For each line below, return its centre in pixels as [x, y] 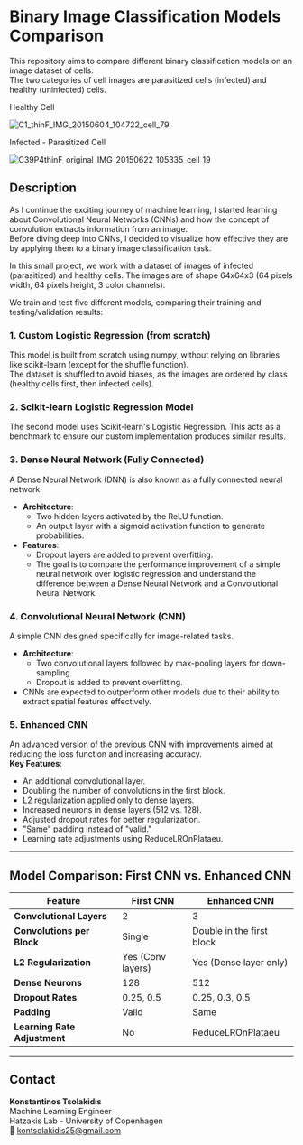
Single [135, 936]
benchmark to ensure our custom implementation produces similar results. [148, 436]
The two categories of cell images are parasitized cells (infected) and [138, 79]
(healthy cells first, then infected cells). [82, 384]
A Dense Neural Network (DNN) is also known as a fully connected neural [146, 479]
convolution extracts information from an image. [99, 228]
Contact [32, 1080]
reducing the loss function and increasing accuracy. [106, 754]
